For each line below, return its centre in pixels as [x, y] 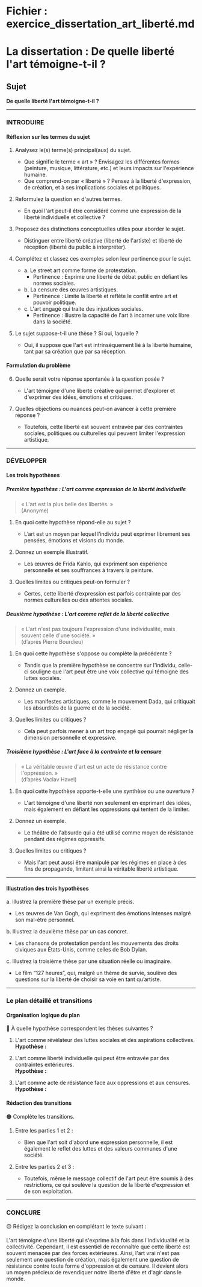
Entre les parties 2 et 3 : [44, 1167]
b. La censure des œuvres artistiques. [71, 290]
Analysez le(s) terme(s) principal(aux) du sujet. [73, 150]
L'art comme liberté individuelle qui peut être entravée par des [92, 1058]
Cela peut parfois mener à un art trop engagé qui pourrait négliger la [109, 731]
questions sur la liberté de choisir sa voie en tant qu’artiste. [88, 979]
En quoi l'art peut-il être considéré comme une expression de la [103, 211]
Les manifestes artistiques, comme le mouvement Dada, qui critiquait [109, 701]
